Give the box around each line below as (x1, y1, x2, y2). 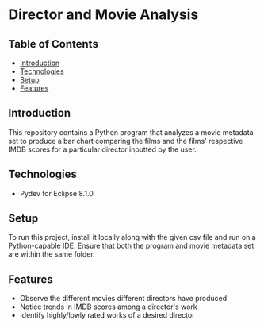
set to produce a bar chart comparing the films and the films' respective (8, 136, 243, 145)
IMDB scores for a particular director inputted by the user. (8, 145, 197, 154)
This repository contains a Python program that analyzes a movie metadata (8, 127, 254, 137)
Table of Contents (8, 37, 99, 51)
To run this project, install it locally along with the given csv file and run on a (8, 233, 256, 242)
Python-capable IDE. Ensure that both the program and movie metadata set (8, 241, 254, 251)
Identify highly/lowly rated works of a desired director (19, 311, 196, 320)
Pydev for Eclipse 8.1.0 (19, 188, 94, 198)
